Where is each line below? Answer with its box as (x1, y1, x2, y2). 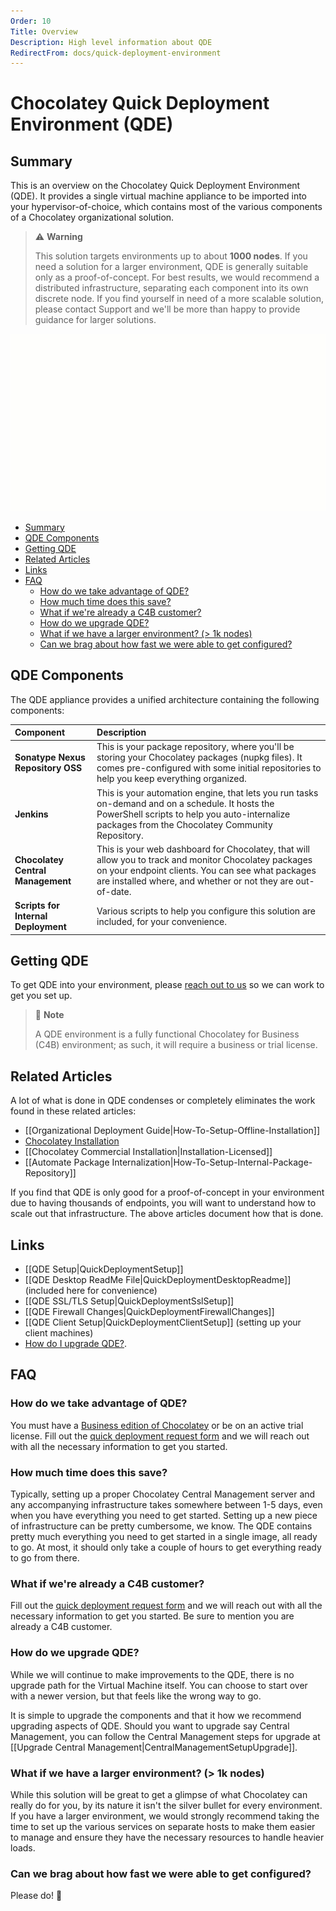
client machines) (24, 1327, 94, 1339)
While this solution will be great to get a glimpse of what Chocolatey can (10, 1788, 308, 1800)
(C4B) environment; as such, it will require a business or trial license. (34, 1039, 318, 1051)
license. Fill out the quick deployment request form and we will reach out (10, 1430, 310, 1442)
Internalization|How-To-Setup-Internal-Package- (111, 1156, 313, 1169)
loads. (10, 1841, 36, 1854)
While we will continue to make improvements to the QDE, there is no (10, 1668, 295, 1680)
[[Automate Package (24, 1156, 110, 1169)
